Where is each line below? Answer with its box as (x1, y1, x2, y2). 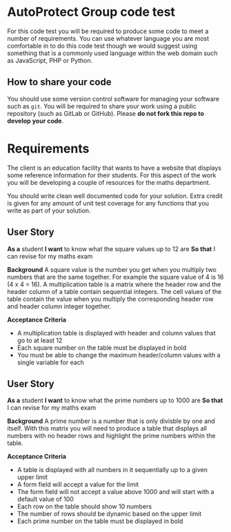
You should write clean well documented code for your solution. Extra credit (7, 191, 223, 200)
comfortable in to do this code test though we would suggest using (7, 41, 198, 50)
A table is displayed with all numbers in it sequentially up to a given (17, 466, 208, 474)
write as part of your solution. (7, 206, 91, 215)
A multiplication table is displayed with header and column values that (17, 328, 216, 337)
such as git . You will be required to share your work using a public (7, 101, 197, 110)
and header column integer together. (7, 302, 112, 311)
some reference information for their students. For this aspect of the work (7, 170, 217, 179)
